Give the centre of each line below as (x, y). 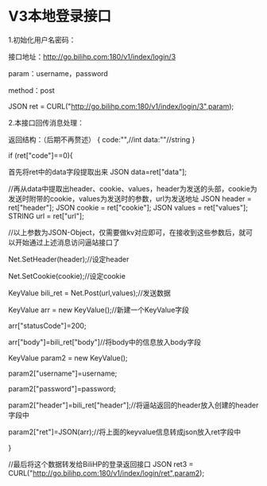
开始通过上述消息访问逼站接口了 (67, 242)
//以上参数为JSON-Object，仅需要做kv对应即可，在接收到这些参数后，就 (127, 232)
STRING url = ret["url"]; (46, 216)
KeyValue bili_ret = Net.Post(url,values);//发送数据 (89, 293)
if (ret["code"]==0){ (41, 155)
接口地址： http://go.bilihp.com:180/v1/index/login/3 (92, 56)
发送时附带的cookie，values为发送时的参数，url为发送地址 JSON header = (130, 199)
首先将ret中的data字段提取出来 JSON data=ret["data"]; (98, 172)
